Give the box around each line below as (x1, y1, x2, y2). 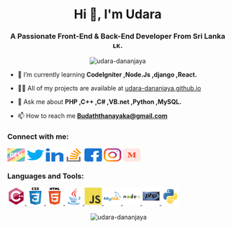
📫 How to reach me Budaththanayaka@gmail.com (17, 112, 168, 120)
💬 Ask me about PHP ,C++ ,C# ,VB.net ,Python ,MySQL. (17, 98, 182, 106)
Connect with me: (7, 132, 69, 142)
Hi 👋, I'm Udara (74, 6, 162, 22)
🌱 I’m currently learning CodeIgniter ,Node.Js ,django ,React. (17, 70, 198, 79)
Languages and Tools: (7, 171, 84, 181)
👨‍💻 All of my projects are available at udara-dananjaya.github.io (17, 84, 201, 93)
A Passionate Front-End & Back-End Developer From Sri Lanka (10, 32, 226, 41)
